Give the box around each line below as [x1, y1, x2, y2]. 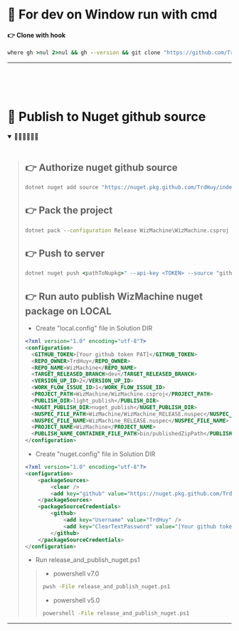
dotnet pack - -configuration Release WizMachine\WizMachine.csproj [24, 227, 229, 234]
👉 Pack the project [24, 204, 113, 216]
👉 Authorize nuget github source [24, 161, 178, 174]
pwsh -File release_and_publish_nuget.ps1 [42, 583, 171, 590]
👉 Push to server [24, 247, 105, 259]
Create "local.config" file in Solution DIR [35, 324, 153, 333]
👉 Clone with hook [7, 31, 66, 39]
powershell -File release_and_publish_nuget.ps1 [42, 610, 190, 617]
